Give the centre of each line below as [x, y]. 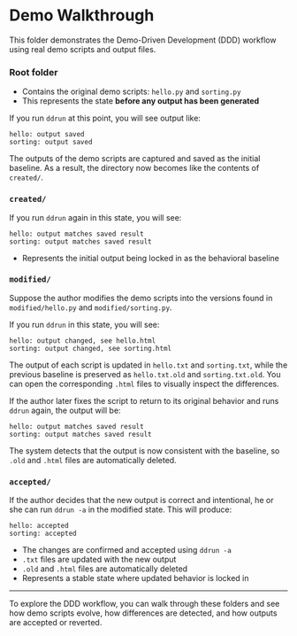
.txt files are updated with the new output [99, 560]
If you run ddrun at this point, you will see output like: [105, 118]
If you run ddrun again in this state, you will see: [95, 217]
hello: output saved [47, 135]
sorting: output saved [51, 143]
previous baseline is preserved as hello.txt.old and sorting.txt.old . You [145, 374]
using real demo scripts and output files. [83, 49]
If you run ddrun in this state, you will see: [84, 324]
